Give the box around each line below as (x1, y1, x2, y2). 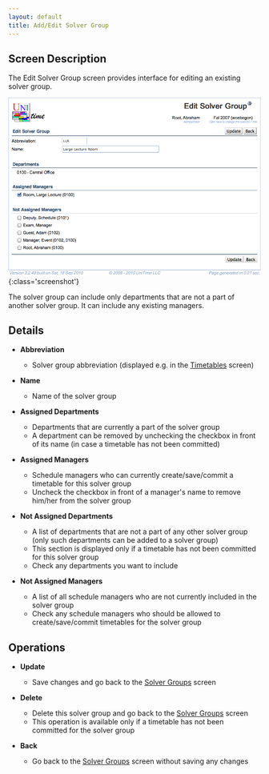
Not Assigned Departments (19, 511, 114, 521)
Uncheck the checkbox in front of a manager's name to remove (31, 487, 242, 497)
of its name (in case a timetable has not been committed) (31, 439, 220, 449)
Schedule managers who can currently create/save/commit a (31, 471, 234, 480)
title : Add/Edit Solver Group (8, 21, 110, 30)
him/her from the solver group (31, 496, 132, 506)
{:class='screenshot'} (8, 276, 80, 286)
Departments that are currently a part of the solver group (31, 423, 220, 432)
